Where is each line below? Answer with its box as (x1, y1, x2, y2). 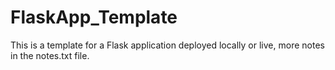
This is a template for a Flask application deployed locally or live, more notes (10, 39, 325, 51)
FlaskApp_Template (10, 6, 178, 29)
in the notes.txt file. (10, 49, 90, 61)
